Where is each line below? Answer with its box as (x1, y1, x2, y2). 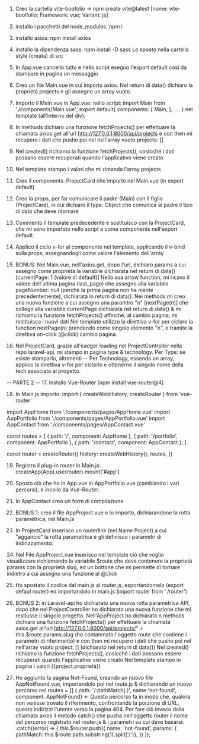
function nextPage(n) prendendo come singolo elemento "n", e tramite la (15, 324, 193, 331)
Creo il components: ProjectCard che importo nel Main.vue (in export (15, 177, 184, 184)
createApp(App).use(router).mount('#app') (15, 468, 120, 475)
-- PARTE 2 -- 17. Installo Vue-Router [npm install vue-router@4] (7, 379, 164, 386)
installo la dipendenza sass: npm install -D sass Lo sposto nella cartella (15, 46, 189, 53)
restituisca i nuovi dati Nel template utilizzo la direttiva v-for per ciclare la (15, 318, 193, 325)
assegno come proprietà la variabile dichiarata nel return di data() (15, 268, 176, 274)
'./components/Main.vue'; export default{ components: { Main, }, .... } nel (15, 106, 193, 112)
